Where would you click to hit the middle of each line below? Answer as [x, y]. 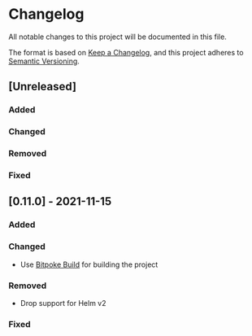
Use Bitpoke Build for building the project [89, 264]
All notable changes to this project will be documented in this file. [118, 37]
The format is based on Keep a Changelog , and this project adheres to [126, 52]
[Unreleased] [43, 87]
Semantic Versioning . [44, 61]
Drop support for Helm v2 [63, 303]
